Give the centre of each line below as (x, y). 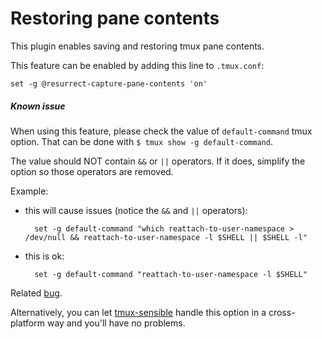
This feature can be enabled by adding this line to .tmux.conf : (137, 65)
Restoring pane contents (115, 18)
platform (27, 323)
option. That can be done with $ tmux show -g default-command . (141, 141)
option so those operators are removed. (92, 171)
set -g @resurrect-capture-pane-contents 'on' (109, 83)
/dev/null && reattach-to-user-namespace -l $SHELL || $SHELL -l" (166, 237)
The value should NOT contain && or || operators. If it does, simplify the (158, 161)
